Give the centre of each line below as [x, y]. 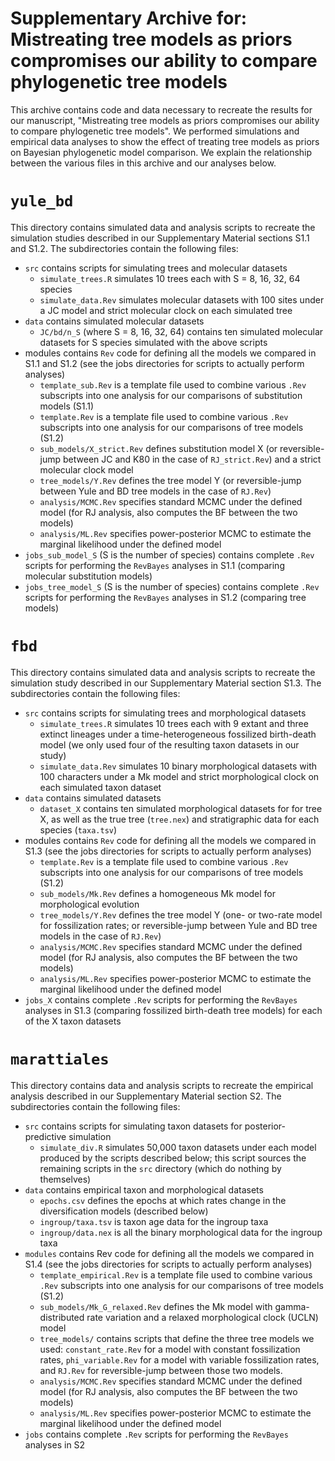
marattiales [60, 1059]
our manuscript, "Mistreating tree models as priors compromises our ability [165, 120]
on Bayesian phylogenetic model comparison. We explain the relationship [161, 152]
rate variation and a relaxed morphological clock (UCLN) [202, 1317]
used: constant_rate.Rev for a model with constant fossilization [170, 1349]
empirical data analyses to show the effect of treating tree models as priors [165, 141]
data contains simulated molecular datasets [114, 321]
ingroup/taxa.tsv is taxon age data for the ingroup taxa [154, 1221]
